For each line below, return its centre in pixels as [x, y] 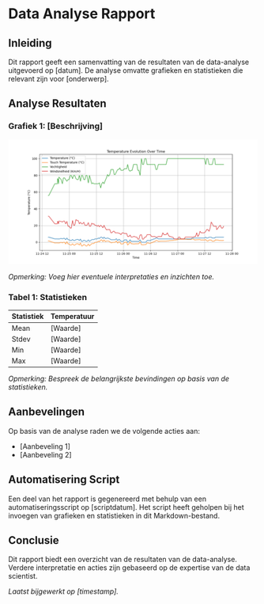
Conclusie [34, 540]
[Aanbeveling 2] [46, 454]
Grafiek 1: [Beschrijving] [56, 126]
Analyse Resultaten [57, 104]
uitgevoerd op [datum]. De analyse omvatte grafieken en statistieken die [126, 70]
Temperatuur [72, 317]
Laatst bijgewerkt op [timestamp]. [63, 591]
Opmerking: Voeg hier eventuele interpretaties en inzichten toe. [111, 276]
